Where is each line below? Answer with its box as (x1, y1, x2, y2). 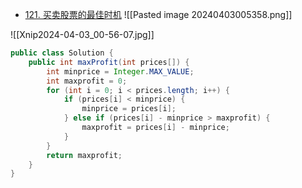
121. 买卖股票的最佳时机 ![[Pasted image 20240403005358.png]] (24, 9, 293, 20)
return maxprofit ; (46, 150, 123, 160)
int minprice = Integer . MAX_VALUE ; (46, 66, 195, 77)
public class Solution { (10, 48, 114, 58)
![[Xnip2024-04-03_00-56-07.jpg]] (10, 29, 155, 40)
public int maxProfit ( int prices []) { (28, 57, 190, 67)
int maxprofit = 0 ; (46, 76, 128, 86)
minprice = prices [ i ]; (81, 104, 177, 114)
